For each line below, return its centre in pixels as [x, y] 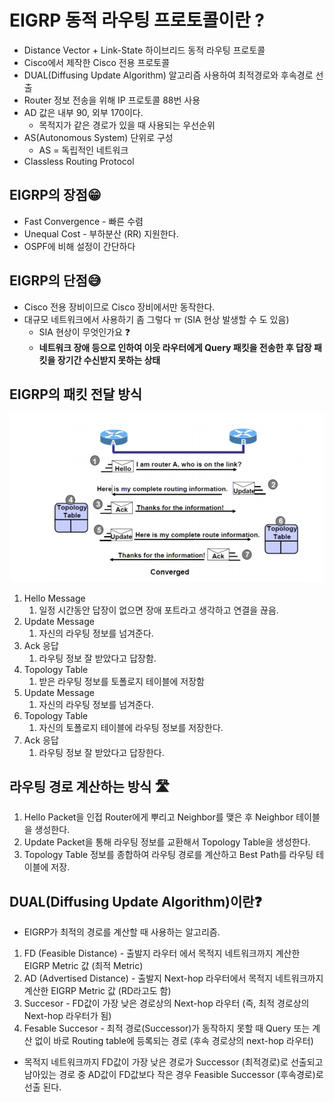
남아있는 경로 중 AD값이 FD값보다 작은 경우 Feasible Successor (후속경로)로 [173, 1075]
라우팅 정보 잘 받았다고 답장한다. [101, 752]
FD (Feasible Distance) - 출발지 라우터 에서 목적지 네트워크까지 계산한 [162, 953]
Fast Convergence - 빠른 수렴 [83, 221]
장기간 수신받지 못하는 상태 [109, 360]
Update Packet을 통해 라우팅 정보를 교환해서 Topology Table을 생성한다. [167, 842]
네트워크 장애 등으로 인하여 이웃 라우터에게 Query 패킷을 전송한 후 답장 [175, 347]
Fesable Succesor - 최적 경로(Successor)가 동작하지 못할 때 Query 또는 [167, 1028]
